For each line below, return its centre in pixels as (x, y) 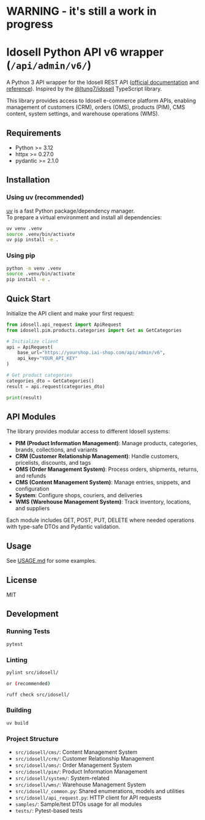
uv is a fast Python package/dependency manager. (71, 211)
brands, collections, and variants (56, 450)
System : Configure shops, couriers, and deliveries (79, 495)
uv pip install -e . (33, 240)
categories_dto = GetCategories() (50, 381)
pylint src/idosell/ (33, 672)
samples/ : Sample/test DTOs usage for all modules (78, 804)
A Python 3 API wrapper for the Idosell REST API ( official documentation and (102, 82)
